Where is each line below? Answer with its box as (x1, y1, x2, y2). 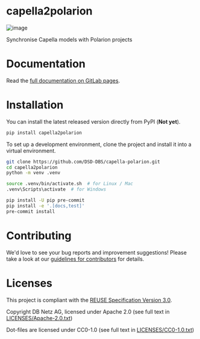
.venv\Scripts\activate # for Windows (6, 186, 107, 192)
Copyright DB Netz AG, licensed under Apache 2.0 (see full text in (6, 308, 170, 315)
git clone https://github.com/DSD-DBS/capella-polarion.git (6, 159, 161, 165)
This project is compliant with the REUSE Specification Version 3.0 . (6, 296, 172, 303)
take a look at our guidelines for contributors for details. (6, 255, 145, 262)
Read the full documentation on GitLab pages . (6, 77, 120, 84)
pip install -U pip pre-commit (6, 197, 85, 203)
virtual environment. (6, 147, 56, 154)
